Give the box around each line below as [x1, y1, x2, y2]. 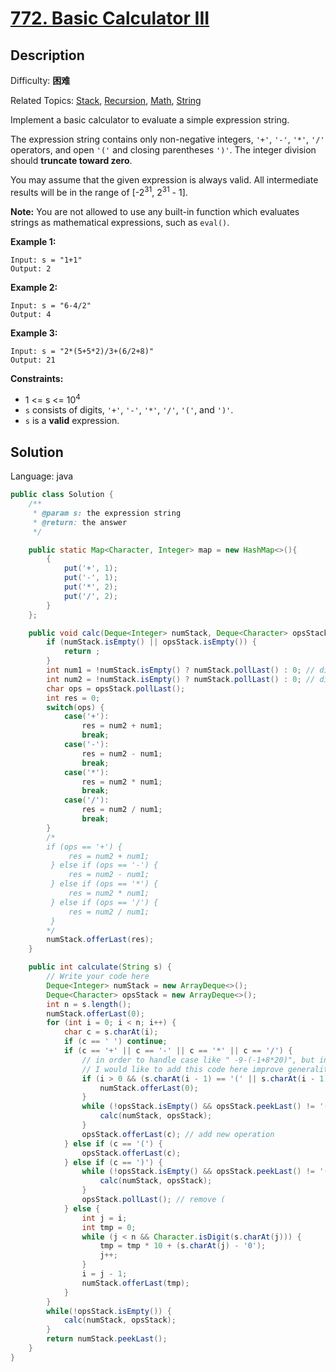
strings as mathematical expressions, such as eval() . [10, 216, 230, 228]
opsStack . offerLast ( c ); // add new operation [81, 1129, 275, 1139]
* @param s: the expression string [32, 508, 182, 518]
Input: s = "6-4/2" [10, 300, 92, 311]
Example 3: [10, 327, 58, 339]
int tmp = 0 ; [81, 1222, 137, 1232]
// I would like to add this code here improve [81, 1064, 284, 1074]
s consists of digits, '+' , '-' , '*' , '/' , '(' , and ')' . [24, 404, 234, 416]
